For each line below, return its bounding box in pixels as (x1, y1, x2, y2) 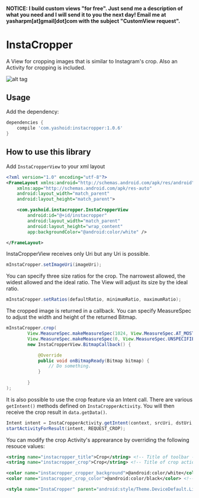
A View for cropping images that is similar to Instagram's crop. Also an (6, 57, 178, 65)
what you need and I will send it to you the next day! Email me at (6, 11, 166, 18)
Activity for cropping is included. (6, 64, 86, 71)
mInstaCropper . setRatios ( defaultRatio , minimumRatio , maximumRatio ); (6, 297, 182, 303)
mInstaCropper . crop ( (6, 325, 57, 331)
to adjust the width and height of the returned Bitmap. (6, 314, 137, 321)
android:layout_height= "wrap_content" (27, 223, 123, 229)
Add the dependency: (6, 108, 59, 115)
